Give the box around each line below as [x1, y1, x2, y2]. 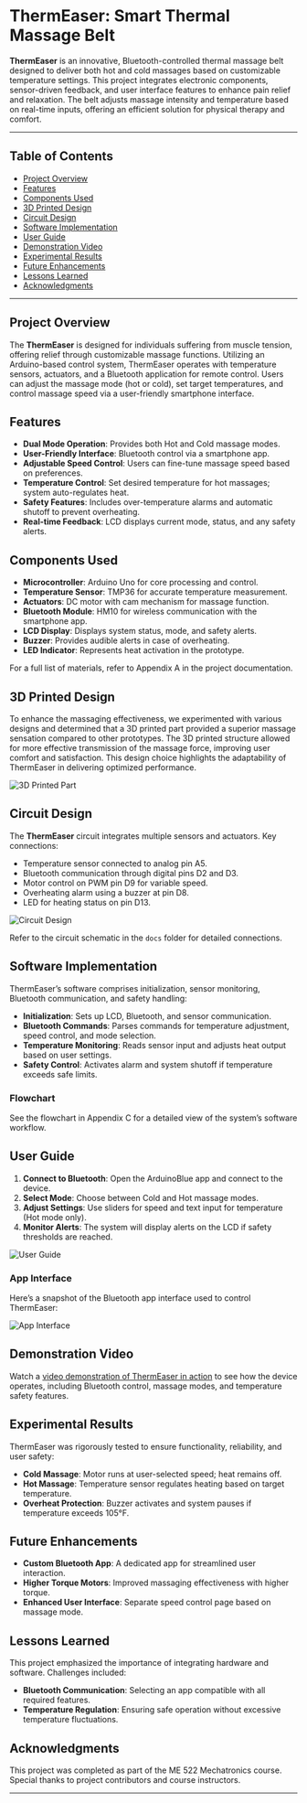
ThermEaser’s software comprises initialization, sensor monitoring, [9, 982, 260, 993]
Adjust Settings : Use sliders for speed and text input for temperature [22, 1202, 283, 1213]
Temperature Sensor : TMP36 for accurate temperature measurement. [22, 586, 288, 597]
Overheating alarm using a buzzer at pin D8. [22, 886, 189, 897]
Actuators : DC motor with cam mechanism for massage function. [22, 596, 270, 607]
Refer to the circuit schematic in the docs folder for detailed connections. [9, 932, 283, 943]
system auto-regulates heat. [22, 487, 130, 499]
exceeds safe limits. [22, 1068, 98, 1079]
